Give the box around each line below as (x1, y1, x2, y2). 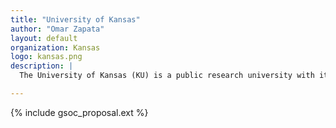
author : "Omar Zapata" (10, 24, 105, 34)
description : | (10, 61, 74, 71)
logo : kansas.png (10, 52, 83, 62)
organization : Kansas (10, 42, 101, 53)
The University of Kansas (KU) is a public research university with (19, 71, 315, 81)
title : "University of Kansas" (10, 14, 141, 25)
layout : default (10, 33, 78, 43)
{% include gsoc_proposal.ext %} (10, 106, 149, 118)
